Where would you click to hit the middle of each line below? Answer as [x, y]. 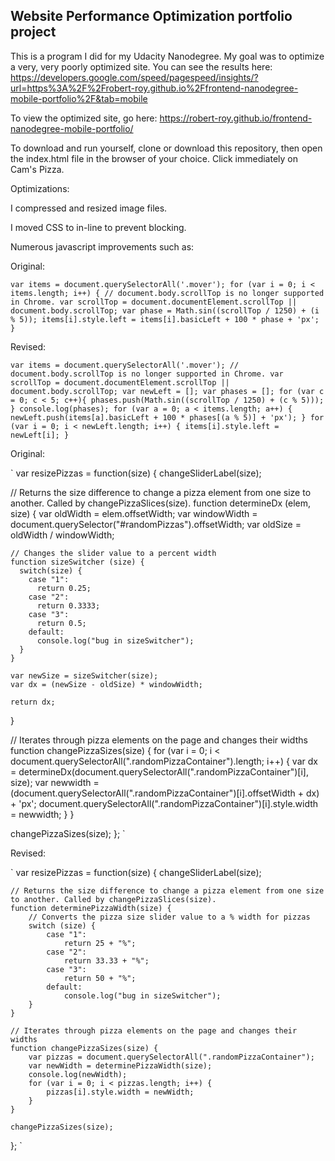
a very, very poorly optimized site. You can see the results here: [141, 66]
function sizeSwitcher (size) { [77, 562]
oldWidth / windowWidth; [62, 535]
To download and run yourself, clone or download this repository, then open [166, 148]
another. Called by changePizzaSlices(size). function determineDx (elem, [161, 503]
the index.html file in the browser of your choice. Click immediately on [154, 158]
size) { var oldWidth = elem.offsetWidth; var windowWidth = [134, 513]
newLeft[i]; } [40, 435]
